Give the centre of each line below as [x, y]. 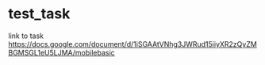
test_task [39, 14]
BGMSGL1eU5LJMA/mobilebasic [61, 52]
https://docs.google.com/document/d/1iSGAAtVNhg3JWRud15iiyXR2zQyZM [133, 44]
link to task [26, 36]
